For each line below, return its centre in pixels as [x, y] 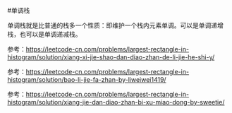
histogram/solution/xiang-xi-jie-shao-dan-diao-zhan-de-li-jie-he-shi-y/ [111, 57]
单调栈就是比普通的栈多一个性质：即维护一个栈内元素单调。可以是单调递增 [115, 25]
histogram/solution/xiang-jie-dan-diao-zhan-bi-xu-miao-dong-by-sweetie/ [116, 102]
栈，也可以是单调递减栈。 [44, 34]
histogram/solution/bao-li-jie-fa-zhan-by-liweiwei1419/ [87, 79]
